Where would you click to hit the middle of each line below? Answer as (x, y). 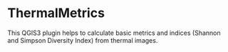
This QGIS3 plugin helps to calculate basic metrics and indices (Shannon (114, 33)
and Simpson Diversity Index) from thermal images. (83, 40)
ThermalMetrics (56, 13)
